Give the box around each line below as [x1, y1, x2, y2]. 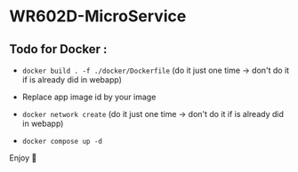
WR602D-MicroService [9, 6, 187, 27]
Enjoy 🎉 [9, 152, 37, 163]
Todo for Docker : [9, 42, 108, 57]
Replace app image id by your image [21, 91, 157, 102]
